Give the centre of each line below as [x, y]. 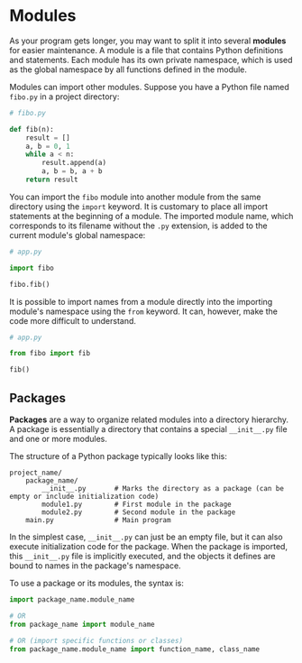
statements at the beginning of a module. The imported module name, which [151, 216]
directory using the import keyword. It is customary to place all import [139, 206]
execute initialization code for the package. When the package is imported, [149, 546]
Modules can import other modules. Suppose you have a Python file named [150, 87]
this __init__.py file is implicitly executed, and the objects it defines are [142, 556]
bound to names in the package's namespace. [96, 566]
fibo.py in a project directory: [64, 97]
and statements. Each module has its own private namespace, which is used [151, 60]
